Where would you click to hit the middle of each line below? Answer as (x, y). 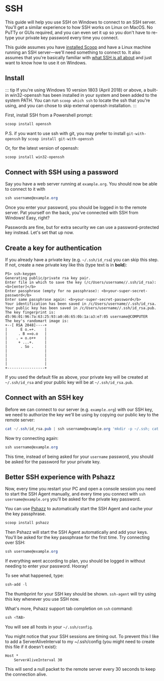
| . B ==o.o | (26, 334)
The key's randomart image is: (37, 321)
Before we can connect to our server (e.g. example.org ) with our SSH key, (79, 409)
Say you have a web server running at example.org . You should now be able (81, 184)
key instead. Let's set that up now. (40, 232)
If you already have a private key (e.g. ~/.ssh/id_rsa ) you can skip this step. (82, 260)
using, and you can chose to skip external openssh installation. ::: (71, 105)
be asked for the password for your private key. (53, 462)
